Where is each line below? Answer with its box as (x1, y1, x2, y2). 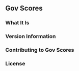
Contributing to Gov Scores (5, 47, 74, 54)
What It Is (5, 19, 30, 26)
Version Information (5, 33, 56, 40)
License (5, 60, 25, 67)
